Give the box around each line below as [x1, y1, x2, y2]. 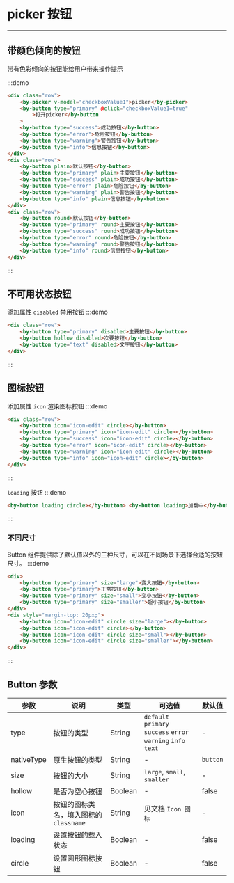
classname [53, 819, 86, 827]
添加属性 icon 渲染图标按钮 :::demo [7, 401, 108, 411]
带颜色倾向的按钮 [7, 45, 81, 56]
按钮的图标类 [53, 800, 95, 809]
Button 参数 [7, 678, 58, 690]
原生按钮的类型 [53, 755, 102, 765]
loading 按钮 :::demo [7, 488, 67, 496]
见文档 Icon [143, 804, 182, 813]
